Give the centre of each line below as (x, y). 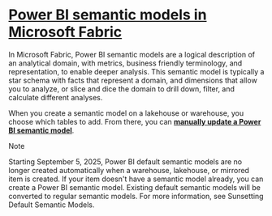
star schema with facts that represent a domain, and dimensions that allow (133, 80)
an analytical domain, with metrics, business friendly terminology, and (125, 63)
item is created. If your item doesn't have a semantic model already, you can (136, 179)
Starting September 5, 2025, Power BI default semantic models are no (125, 161)
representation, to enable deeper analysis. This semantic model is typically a (136, 71)
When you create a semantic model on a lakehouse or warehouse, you (126, 113)
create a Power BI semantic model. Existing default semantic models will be (135, 187)
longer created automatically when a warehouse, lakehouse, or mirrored (129, 170)
